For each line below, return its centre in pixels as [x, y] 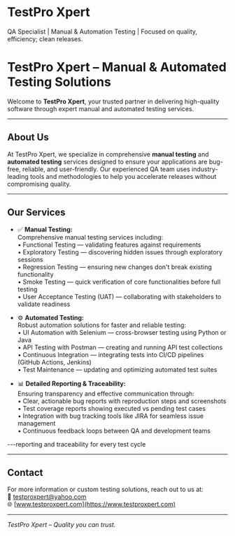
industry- [205, 169]
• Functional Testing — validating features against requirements [109, 245]
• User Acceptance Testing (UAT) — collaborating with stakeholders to [119, 296]
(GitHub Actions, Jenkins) [55, 362]
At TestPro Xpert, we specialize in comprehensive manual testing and [108, 154]
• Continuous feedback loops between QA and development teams [114, 430]
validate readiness [44, 304]
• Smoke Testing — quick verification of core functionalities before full [119, 282]
